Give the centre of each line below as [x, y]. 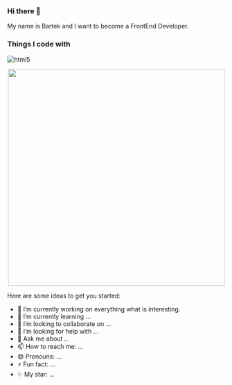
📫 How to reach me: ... [50, 346]
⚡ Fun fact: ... [36, 364]
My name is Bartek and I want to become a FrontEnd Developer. [98, 26]
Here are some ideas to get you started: [64, 296]
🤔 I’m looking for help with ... [58, 331]
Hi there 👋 [24, 11]
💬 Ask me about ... [43, 339]
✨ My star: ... [36, 374]
